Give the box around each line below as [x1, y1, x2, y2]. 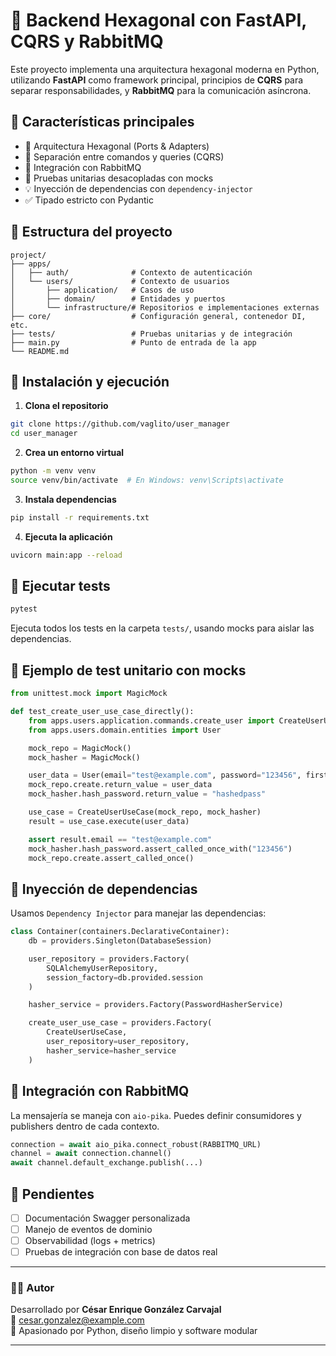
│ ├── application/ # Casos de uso [10, 285, 195, 295]
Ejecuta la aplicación [24, 530, 113, 543]
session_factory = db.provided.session [46, 972, 203, 983]
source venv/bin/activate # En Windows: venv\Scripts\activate [10, 475, 284, 485]
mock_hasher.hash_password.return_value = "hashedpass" [28, 789, 267, 799]
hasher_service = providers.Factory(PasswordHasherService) [28, 1000, 284, 1010]
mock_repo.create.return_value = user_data [28, 780, 213, 790]
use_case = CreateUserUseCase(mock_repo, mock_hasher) [28, 807, 262, 817]
